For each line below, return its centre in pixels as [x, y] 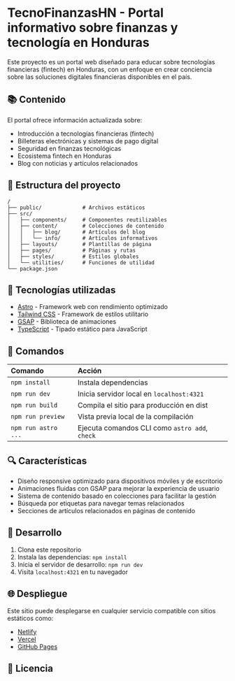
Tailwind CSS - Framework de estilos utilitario [83, 314]
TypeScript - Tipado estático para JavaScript [82, 329]
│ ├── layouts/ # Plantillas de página [79, 244]
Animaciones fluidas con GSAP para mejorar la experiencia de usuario [119, 488]
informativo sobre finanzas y [93, 28]
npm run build [34, 406]
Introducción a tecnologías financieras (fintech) [86, 134]
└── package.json [33, 268]
